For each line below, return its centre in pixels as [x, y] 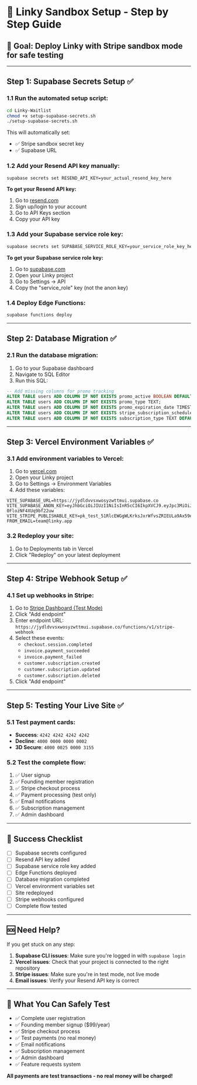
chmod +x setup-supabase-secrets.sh [51, 116]
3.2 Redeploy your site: [40, 536]
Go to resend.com [37, 201]
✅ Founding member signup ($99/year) [63, 1025]
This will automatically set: [39, 132]
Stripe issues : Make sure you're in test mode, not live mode [87, 974]
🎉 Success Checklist [45, 839]
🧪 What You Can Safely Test [58, 1004]
